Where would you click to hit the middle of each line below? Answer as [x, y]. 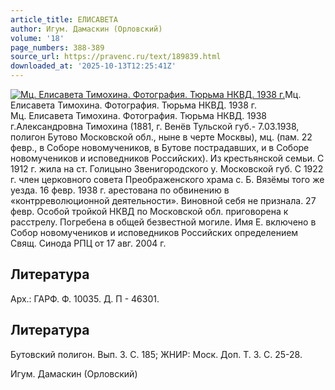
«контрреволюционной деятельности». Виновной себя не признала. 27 [163, 200]
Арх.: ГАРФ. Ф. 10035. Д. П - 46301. [85, 298]
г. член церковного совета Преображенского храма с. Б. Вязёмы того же [167, 179]
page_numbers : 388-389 [57, 47]
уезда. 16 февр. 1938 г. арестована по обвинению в [120, 190]
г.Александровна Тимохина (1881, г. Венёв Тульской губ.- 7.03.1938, [155, 126]
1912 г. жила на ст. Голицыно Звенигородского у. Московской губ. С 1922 [167, 169]
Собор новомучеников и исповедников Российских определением [154, 232]
